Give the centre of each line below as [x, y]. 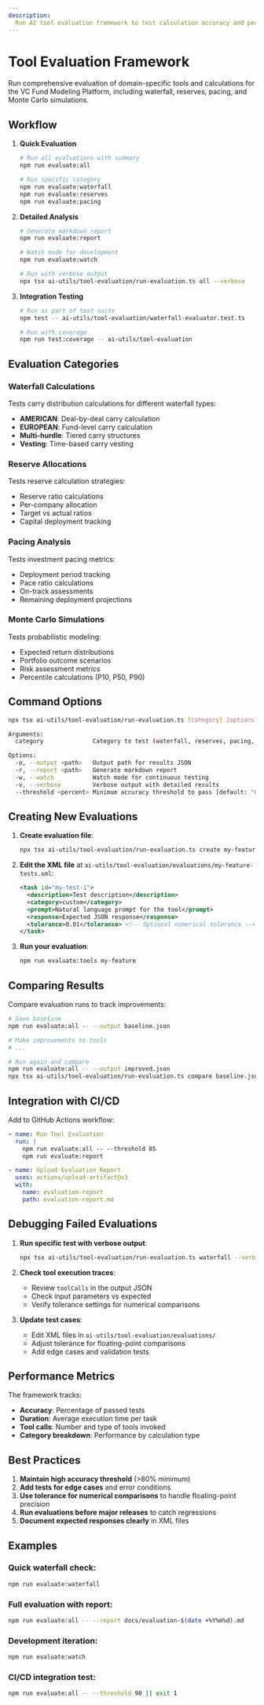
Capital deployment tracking [65, 522]
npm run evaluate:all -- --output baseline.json [89, 1026]
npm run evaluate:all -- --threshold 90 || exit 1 [93, 1694]
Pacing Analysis [40, 542]
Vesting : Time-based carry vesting [76, 443]
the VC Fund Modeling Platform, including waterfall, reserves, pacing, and [128, 92]
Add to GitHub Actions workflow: [61, 1119]
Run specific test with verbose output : [83, 1243]
